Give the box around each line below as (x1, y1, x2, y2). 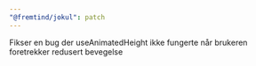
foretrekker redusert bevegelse (9, 46, 124, 57)
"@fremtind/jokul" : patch (9, 12, 105, 22)
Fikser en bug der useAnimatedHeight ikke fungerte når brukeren (9, 37, 248, 48)
